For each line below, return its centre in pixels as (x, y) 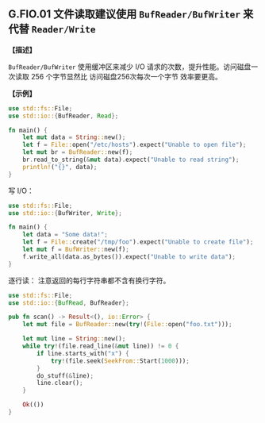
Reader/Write (63, 30)
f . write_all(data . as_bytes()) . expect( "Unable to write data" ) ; (129, 256)
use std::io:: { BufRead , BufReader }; (69, 303)
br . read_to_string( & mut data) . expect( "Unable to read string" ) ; (131, 160)
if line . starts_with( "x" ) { (83, 353)
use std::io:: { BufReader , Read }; (63, 116)
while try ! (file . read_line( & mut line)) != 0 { (101, 346)
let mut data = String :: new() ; (74, 137)
